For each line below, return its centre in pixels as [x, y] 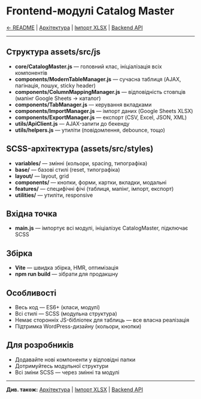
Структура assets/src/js [53, 52]
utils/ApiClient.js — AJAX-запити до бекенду [72, 123]
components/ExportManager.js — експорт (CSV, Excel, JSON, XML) [101, 117]
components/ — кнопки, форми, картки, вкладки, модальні [91, 182]
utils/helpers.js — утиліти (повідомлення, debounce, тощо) [90, 130]
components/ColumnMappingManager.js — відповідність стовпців [100, 92]
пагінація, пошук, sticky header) [55, 86]
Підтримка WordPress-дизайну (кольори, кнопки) [78, 326]
